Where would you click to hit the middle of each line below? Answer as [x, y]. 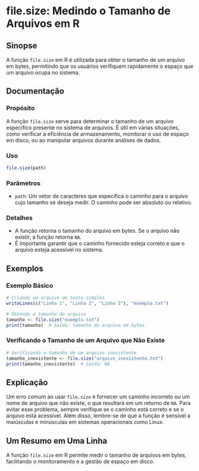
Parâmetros [23, 183]
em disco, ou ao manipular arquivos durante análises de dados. [84, 140]
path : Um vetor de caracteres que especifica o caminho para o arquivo [101, 196]
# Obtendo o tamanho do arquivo [46, 314]
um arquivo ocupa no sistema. [43, 72]
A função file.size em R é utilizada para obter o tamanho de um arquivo [96, 60]
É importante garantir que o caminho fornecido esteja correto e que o [100, 244]
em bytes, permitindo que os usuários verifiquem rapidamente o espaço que [100, 66]
